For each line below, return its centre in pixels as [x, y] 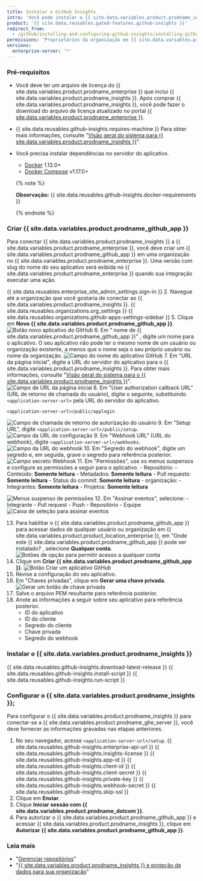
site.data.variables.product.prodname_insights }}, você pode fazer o [100, 105]
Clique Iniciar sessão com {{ [52, 804]
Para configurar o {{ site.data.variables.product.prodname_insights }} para [99, 716]
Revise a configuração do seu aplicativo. [66, 574]
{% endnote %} [35, 213]
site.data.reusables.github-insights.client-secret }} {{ [81, 773]
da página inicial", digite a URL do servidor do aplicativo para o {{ [88, 362]
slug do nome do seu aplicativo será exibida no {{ [68, 267]
